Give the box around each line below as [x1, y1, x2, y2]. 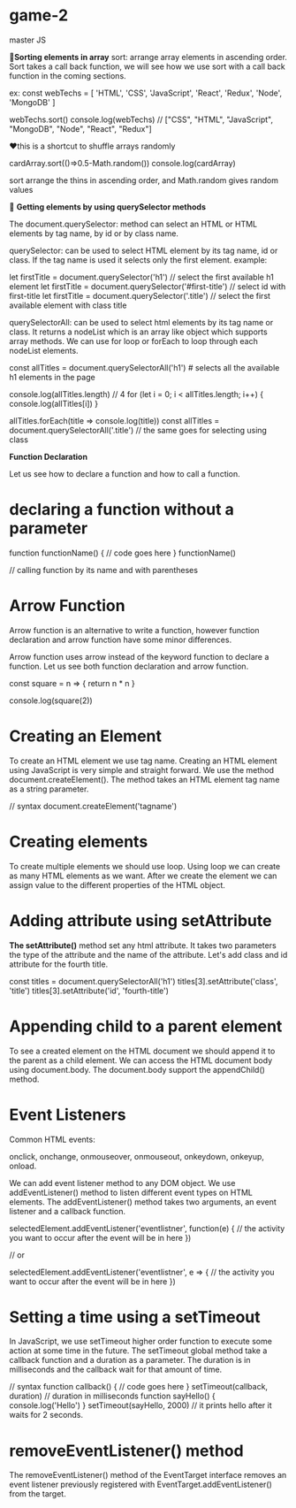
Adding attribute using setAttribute [9, 910, 272, 930]
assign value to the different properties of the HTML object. [9, 879, 225, 890]
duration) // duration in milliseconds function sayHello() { [9, 1390, 216, 1402]
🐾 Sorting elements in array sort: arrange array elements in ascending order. [9, 51, 287, 62]
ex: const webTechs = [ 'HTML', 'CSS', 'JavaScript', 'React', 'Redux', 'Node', [9, 88, 283, 98]
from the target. [9, 1489, 66, 1499]
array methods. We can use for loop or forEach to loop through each [9, 335, 258, 346]
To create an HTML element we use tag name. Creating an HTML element [9, 755, 277, 766]
